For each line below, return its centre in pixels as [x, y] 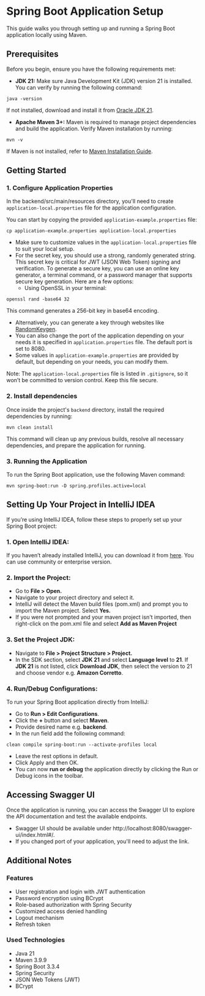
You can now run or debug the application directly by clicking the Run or [107, 769]
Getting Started [36, 171]
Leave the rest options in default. [57, 756]
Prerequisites [32, 54]
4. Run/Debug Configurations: [52, 688]
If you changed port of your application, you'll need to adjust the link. [102, 841]
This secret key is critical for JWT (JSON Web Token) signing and [98, 262]
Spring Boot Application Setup [85, 11]
